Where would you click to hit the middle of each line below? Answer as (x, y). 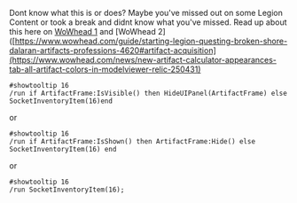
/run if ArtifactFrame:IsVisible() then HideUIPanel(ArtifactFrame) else (148, 93)
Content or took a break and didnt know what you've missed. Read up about (148, 22)
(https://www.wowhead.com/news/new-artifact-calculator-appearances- (143, 60)
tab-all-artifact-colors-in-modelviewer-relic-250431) (105, 69)
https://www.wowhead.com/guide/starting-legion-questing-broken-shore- (151, 41)
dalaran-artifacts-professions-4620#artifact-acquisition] (113, 51)
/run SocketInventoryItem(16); (67, 190)
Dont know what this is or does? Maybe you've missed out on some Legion (146, 13)
